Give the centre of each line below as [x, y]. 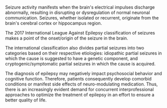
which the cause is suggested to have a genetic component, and [72, 58]
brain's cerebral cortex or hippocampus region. [54, 23]
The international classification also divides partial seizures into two [75, 48]
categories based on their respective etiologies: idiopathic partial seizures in [83, 53]
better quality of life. [26, 100]
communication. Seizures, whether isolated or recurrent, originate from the [82, 18]
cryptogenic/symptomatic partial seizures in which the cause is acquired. [81, 64]
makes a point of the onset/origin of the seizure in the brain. [67, 38]
